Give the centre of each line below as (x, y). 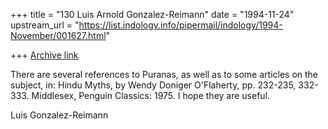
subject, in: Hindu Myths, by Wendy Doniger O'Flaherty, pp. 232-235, (153, 85)
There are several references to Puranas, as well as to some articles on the (164, 74)
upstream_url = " (45, 25)
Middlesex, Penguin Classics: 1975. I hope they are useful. (151, 95)
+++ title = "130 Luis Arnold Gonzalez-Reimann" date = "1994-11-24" (152, 14)
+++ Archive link (44, 55)
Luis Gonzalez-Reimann (59, 115)
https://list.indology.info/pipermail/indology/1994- (180, 25)
